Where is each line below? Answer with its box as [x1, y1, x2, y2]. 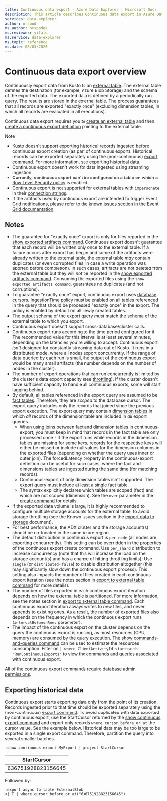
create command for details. [19, 498, 78, 504]
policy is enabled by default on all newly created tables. [12, 308, 127, 314]
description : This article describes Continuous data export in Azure [5, 12, 155, 17]
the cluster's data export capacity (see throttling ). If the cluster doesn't [12, 376, 158, 382]
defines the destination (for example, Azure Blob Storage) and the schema [5, 88, 158, 93]
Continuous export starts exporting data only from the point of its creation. [5, 699, 158, 705]
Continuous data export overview [5, 66, 147, 77]
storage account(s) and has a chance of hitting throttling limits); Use [12, 556, 153, 562]
